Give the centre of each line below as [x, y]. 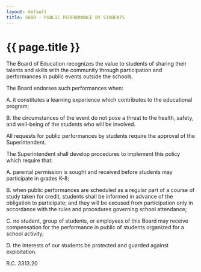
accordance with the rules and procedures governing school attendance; [97, 209]
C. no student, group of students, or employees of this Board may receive [97, 221]
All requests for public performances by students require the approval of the [101, 136]
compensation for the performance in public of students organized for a [95, 227]
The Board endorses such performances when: [65, 88]
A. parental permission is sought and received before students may [89, 172]
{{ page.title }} [43, 47]
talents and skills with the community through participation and [84, 70]
